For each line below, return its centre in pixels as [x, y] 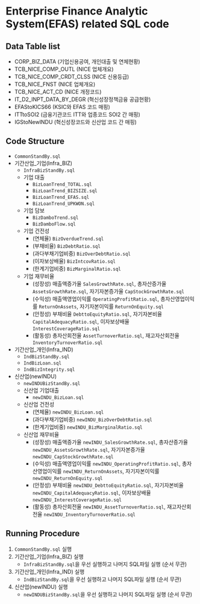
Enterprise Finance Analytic [77, 11]
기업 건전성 [36, 230]
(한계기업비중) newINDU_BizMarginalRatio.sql [87, 427]
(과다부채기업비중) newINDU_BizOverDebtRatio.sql [92, 419]
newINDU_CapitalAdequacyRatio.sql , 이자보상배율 [92, 492]
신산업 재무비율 [41, 434]
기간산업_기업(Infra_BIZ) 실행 [49, 556]
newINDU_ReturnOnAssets [93, 472]
